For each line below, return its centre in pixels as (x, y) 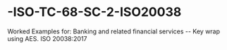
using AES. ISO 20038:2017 (47, 38)
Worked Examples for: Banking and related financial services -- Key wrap (114, 31)
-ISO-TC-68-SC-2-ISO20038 (94, 12)
